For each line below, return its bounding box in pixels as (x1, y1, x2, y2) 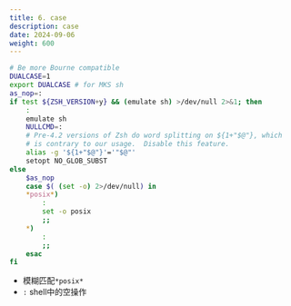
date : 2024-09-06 (9, 30, 75, 39)
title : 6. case (9, 13, 67, 23)
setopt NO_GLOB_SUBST (25, 156, 107, 165)
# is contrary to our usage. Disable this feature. (25, 140, 230, 149)
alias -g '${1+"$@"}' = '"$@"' (25, 148, 136, 157)
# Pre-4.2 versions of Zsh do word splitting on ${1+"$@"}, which (25, 131, 283, 141)
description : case (9, 22, 79, 31)
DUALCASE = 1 (9, 72, 51, 82)
